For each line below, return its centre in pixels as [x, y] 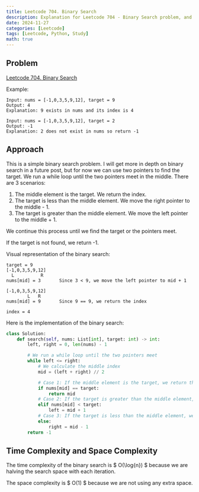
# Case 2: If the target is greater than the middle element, [116, 399]
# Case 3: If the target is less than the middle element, [112, 416]
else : [44, 421]
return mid [62, 394]
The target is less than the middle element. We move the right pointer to [102, 200]
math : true [20, 39]
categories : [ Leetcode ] [36, 28]
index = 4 [18, 312]
